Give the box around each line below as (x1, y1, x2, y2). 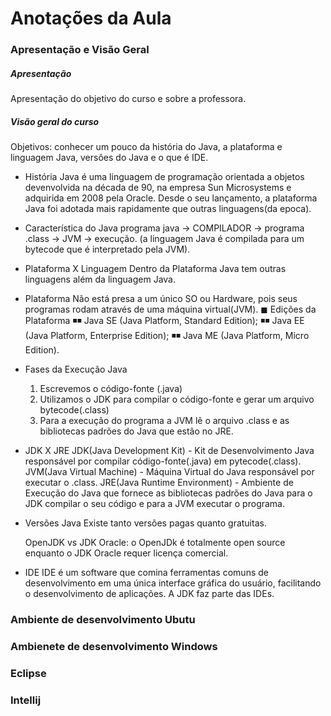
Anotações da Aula (10, 7, 172, 30)
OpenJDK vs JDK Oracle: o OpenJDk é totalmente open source (24, 537, 286, 549)
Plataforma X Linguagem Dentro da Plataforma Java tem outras (24, 263, 287, 275)
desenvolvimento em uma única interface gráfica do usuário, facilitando (24, 577, 322, 589)
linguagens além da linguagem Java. (24, 273, 176, 286)
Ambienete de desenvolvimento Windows (10, 639, 218, 653)
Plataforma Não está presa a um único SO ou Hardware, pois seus (24, 293, 298, 305)
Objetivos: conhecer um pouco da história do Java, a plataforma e (10, 141, 283, 153)
